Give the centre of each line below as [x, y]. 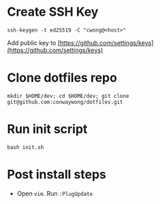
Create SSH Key [53, 12]
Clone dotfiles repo [62, 78]
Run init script [47, 129]
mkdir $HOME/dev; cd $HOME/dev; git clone [68, 96]
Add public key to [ [33, 42]
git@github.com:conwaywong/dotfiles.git [65, 102]
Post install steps [57, 175]
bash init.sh [26, 147]
